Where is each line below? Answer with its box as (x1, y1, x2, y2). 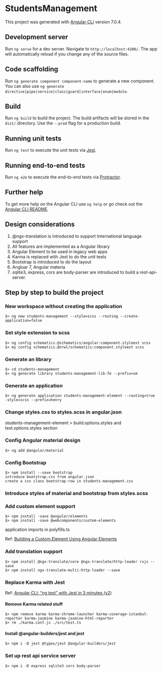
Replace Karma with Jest (5, 579, 65, 586)
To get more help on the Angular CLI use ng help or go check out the (5, 201, 143, 207)
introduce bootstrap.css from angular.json (5, 475, 95, 480)
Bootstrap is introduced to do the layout (12, 259, 92, 265)
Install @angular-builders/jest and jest (5, 630, 84, 636)
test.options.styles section (5, 425, 58, 431)
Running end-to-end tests (5, 161, 85, 170)
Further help (5, 188, 44, 196)
